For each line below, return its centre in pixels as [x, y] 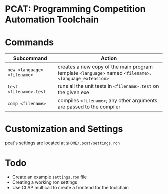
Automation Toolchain [52, 20]
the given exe [74, 92]
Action [109, 58]
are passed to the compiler [89, 107]
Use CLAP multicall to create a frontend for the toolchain [70, 187]
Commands [30, 43]
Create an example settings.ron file [50, 177]
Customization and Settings [64, 129]
